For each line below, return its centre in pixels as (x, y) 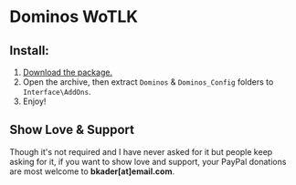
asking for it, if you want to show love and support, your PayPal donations (148, 161)
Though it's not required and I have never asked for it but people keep (141, 151)
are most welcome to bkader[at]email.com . (92, 171)
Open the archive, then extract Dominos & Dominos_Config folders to (148, 82)
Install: (30, 51)
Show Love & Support (72, 130)
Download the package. (67, 72)
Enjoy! (34, 101)
